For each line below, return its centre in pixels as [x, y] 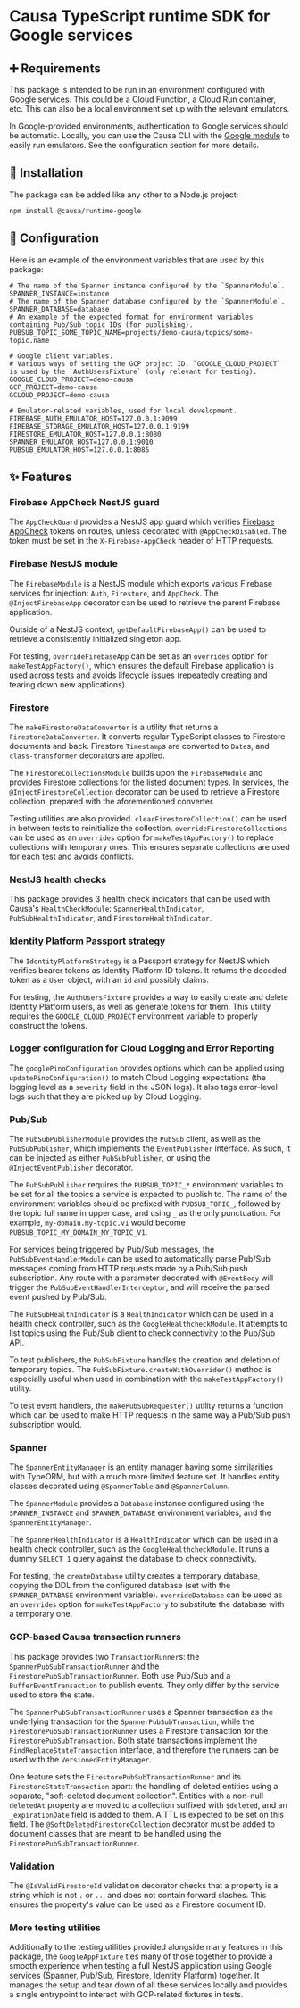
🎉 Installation [46, 173]
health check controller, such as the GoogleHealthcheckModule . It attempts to [149, 1324]
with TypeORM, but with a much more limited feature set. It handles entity [145, 1477]
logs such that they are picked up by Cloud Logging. [105, 1096]
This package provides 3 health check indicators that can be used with [140, 899]
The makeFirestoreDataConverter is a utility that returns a [114, 727]
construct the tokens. [48, 1025]
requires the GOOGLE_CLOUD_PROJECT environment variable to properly [134, 1016]
